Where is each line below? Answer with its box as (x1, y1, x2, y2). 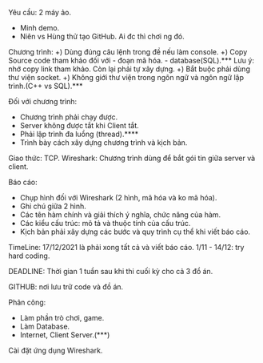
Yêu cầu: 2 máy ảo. (8, 8, 72, 17)
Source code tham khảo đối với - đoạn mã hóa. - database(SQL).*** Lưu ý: (8, 56, 254, 65)
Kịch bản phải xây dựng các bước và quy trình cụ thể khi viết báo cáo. (19, 227, 250, 236)
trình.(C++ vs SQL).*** (8, 81, 83, 91)
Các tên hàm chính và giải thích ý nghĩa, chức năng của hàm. (19, 210, 221, 220)
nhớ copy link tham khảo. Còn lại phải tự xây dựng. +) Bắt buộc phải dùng (8, 64, 250, 74)
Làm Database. (19, 321, 70, 331)
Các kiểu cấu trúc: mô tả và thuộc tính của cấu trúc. (19, 219, 191, 228)
